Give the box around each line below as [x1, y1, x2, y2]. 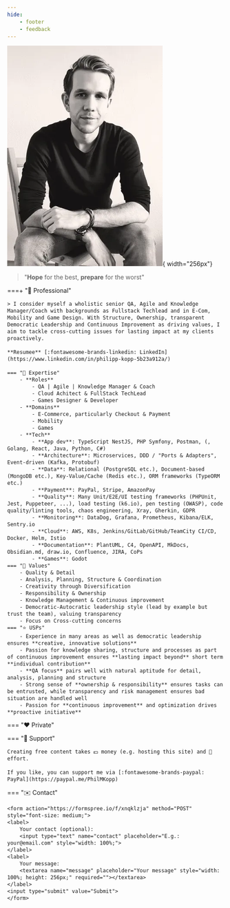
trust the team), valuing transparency [7, 610, 122, 618]
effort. [7, 755, 30, 763]
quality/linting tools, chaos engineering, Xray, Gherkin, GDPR [7, 507, 196, 515]
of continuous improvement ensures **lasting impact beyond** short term [7, 654, 224, 661]
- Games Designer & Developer [32, 397, 118, 404]
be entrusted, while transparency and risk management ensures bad [7, 688, 205, 695]
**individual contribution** [7, 661, 91, 668]
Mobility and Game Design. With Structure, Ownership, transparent [7, 314, 205, 322]
